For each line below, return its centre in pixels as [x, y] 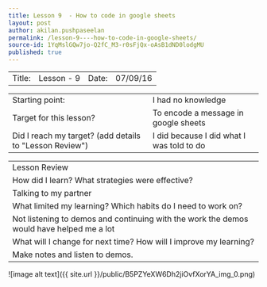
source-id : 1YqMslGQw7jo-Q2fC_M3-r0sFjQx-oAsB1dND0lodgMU [106, 45]
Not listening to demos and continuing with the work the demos [130, 219]
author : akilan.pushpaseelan [56, 30]
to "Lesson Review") [50, 145]
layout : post [30, 23]
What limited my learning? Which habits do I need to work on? [128, 206]
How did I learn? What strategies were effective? [103, 180]
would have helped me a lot [64, 229]
